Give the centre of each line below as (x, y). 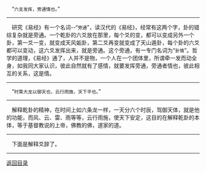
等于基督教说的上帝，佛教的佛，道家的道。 (71, 125)
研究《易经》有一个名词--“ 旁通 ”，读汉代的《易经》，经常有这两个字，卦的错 (106, 27)
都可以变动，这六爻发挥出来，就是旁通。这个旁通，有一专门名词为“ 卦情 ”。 (99, 50)
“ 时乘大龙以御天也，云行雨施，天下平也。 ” (56, 91)
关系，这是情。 (36, 73)
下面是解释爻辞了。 (36, 144)
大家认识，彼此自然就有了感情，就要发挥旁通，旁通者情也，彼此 (113, 66)
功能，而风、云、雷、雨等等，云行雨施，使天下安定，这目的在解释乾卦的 (103, 117)
